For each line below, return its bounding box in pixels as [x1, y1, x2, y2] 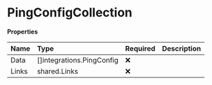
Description [162, 43, 201, 53]
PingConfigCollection [7, 5, 132, 21]
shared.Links [36, 66, 79, 76]
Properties [7, 27, 38, 36]
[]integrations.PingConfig [36, 55, 119, 64]
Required [125, 43, 156, 53]
